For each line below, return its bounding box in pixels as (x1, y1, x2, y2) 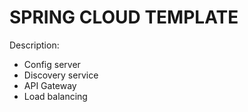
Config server (23, 58, 81, 70)
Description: (9, 39, 60, 51)
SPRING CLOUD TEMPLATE (9, 6, 239, 29)
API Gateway (23, 79, 77, 91)
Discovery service (23, 69, 99, 81)
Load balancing (23, 90, 88, 102)
